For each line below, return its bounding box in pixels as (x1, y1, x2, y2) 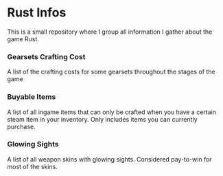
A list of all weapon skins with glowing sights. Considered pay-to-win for (7, 155, 212, 163)
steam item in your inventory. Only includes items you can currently (7, 115, 198, 123)
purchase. (7, 122, 36, 131)
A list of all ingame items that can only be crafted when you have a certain (7, 108, 216, 116)
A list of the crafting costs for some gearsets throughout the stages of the (7, 67, 215, 76)
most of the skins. (7, 162, 58, 170)
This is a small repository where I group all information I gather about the (7, 27, 213, 36)
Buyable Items (7, 92, 56, 102)
